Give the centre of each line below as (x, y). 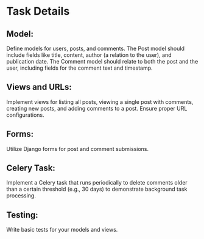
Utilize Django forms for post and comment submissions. (78, 149)
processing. (21, 196)
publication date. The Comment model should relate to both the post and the (102, 61)
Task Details (38, 11)
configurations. (25, 115)
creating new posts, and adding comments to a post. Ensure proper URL (97, 108)
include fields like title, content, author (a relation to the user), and (89, 55)
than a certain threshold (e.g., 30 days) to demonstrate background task (97, 189)
